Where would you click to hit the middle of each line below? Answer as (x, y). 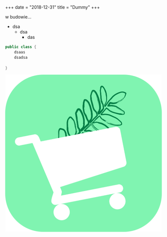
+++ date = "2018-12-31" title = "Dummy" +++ (53, 7)
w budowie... (18, 17)
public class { (21, 47)
